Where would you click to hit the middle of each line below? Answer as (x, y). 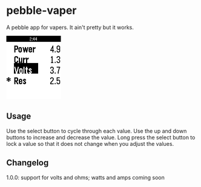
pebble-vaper (41, 11)
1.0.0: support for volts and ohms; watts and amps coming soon (86, 177)
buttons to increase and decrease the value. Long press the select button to (101, 137)
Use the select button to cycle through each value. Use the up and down (97, 131)
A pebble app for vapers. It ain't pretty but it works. (70, 27)
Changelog (28, 163)
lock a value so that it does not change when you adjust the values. (90, 143)
